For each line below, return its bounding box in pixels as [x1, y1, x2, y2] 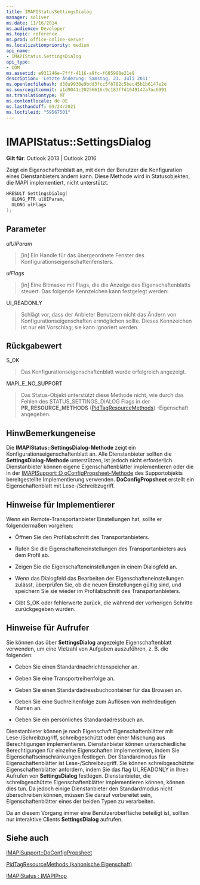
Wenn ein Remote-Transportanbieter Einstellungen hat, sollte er [6, 516, 162, 523]
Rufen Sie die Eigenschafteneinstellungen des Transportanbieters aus [14, 545, 186, 552]
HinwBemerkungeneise [6, 428, 96, 438]
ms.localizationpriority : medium [6, 43, 90, 49]
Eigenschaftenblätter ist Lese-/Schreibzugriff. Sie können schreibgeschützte [6, 759, 194, 766]
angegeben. [20, 411, 51, 418]
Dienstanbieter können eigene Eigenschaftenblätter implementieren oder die [6, 463, 194, 471]
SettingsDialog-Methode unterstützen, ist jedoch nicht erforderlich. [6, 457, 174, 464]
